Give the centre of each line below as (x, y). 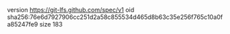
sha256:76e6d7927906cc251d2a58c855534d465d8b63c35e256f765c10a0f (115, 17)
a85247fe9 (23, 24)
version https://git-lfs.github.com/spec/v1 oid (71, 10)
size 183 (51, 24)
